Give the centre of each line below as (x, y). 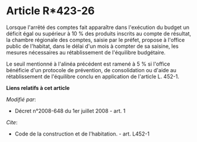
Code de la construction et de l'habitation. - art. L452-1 (82, 134)
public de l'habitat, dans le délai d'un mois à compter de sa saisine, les (93, 46)
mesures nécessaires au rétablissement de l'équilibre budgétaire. (86, 52)
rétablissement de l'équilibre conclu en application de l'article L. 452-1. (93, 76)
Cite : (12, 122)
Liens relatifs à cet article (38, 88)
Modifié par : (21, 99)
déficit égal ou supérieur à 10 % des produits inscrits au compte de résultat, (99, 33)
